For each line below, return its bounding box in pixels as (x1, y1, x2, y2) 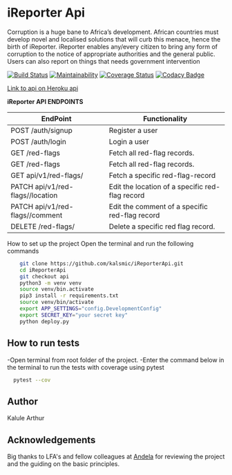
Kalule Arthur (7, 414, 45, 422)
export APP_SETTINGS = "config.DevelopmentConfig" (19, 305, 162, 312)
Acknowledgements (7, 434, 96, 446)
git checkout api (19, 273, 70, 280)
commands (7, 247, 39, 255)
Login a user (108, 136, 150, 146)
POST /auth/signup (10, 125, 72, 135)
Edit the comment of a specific (108, 201, 209, 211)
